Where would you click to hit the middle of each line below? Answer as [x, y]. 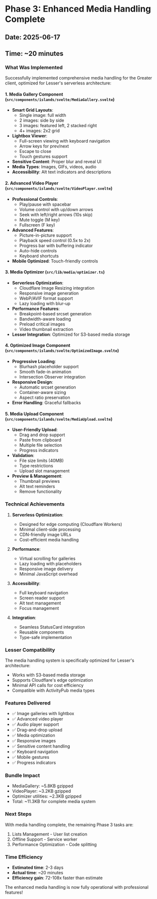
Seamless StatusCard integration [52, 627]
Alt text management [40, 603]
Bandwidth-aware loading [45, 319]
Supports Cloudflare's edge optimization [52, 680]
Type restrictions [36, 466]
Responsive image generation [49, 293]
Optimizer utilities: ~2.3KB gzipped [47, 796]
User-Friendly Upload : [35, 430]
